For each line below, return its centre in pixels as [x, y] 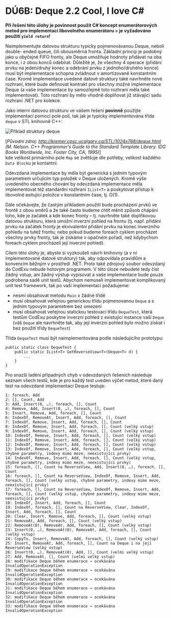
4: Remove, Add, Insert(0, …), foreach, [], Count [60, 408]
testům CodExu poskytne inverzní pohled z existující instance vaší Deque [88, 317]
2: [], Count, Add [25, 400]
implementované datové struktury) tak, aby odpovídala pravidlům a [76, 258]
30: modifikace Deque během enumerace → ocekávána [60, 579]
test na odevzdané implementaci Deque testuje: [55, 386]
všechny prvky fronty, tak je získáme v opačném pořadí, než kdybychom [82, 237]
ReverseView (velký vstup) [34, 548]
